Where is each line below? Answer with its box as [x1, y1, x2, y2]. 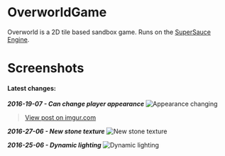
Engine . [7, 35, 30, 43]
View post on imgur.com [24, 113, 97, 122]
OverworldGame [7, 4, 107, 21]
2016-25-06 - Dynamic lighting [7, 141, 101, 150]
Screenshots [7, 60, 84, 77]
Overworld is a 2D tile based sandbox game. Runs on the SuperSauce [7, 28, 212, 36]
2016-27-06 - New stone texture [7, 127, 105, 135]
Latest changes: [7, 84, 57, 92]
